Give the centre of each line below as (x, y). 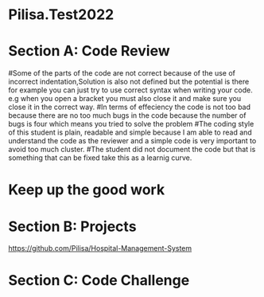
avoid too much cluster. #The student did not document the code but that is (132, 150)
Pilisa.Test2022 (61, 15)
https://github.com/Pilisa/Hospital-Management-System (100, 248)
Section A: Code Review (89, 51)
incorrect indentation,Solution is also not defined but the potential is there (129, 82)
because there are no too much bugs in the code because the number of (127, 115)
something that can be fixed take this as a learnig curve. (100, 158)
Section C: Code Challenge (99, 281)
